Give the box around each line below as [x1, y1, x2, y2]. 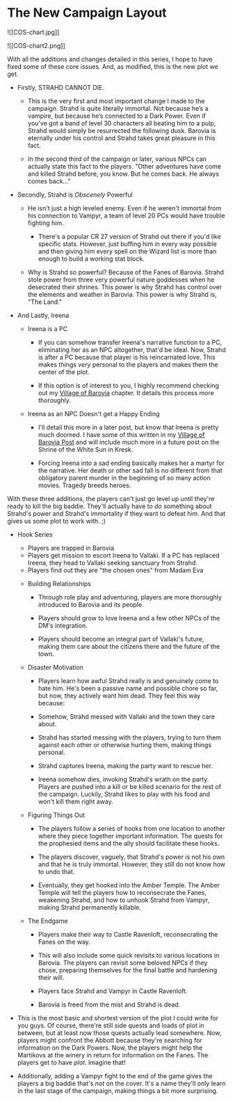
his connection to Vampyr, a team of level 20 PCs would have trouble [27, 211, 225, 220]
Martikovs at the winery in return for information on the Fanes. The [17, 1050, 209, 1059]
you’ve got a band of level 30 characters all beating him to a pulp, [27, 118, 216, 127]
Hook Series [17, 530, 54, 538]
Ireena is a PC [27, 324, 68, 332]
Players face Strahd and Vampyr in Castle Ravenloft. [38, 986, 188, 995]
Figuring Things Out [27, 811, 86, 819]
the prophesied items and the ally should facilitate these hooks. [38, 839, 220, 848]
